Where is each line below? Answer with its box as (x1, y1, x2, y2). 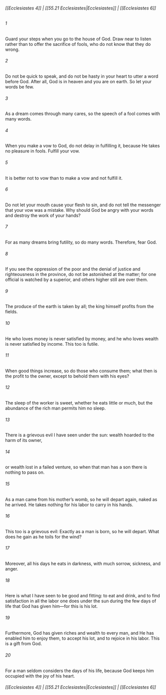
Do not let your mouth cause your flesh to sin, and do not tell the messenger (5, 202, 161, 208)
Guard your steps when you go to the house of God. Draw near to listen (5, 36, 152, 42)
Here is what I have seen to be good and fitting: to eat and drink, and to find (5, 593, 160, 599)
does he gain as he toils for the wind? (5, 534, 82, 540)
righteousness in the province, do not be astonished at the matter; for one (5, 272, 157, 278)
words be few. (5, 84, 34, 90)
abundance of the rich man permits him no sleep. (5, 405, 106, 412)
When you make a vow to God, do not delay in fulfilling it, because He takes (5, 143, 160, 149)
